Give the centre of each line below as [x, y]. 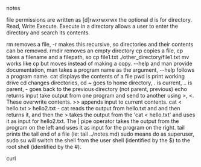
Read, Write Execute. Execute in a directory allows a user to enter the [92, 26]
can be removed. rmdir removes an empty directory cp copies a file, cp [95, 51]
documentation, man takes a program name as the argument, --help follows [101, 70]
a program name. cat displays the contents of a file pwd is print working [96, 76]
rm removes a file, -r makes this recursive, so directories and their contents [100, 44]
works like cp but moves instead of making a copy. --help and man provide [100, 63]
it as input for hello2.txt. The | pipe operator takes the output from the [93, 121]
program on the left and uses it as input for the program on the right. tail [96, 128]
